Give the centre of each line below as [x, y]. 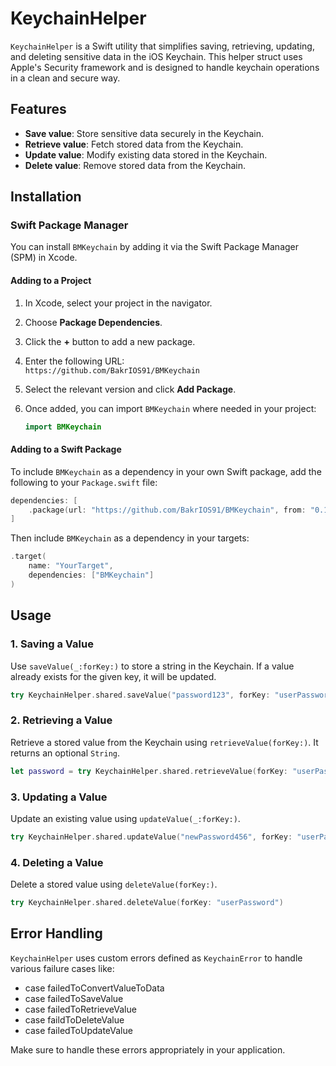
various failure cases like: [62, 968]
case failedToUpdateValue [78, 1030]
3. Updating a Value [59, 797]
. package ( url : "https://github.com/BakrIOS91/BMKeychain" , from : [167, 510]
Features [38, 109]
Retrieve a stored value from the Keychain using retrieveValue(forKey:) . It [164, 742]
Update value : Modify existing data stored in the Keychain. [146, 154]
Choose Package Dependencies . [93, 322]
